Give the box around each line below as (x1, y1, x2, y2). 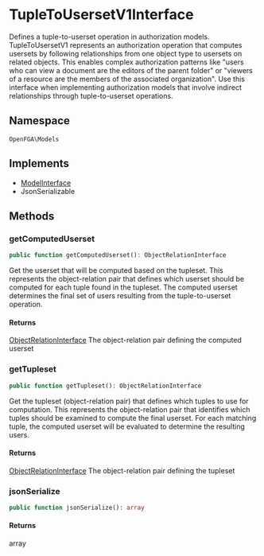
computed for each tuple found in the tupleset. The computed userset (9, 282, 238, 292)
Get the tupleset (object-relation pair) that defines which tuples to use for (9, 396, 249, 406)
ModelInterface (20, 177, 72, 188)
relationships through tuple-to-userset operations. (9, 91, 173, 100)
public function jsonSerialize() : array (9, 504, 146, 511)
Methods (9, 209, 55, 223)
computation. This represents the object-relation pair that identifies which (9, 404, 250, 414)
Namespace (9, 114, 71, 128)
